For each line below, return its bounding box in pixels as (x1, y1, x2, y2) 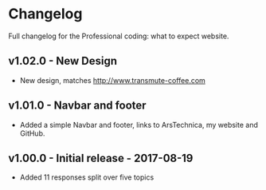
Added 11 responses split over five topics (19, 172, 155, 182)
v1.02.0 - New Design (8, 54, 118, 68)
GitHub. (19, 129, 45, 138)
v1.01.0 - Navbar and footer (8, 99, 147, 113)
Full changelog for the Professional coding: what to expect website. (8, 31, 229, 41)
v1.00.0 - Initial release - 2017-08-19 (8, 151, 194, 164)
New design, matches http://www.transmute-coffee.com (19, 75, 205, 85)
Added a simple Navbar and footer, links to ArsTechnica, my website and (19, 120, 259, 129)
